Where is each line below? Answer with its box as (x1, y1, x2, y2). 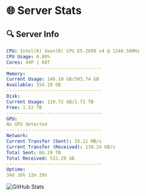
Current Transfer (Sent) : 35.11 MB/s (6, 138, 102, 144)
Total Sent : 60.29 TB (6, 149, 61, 155)
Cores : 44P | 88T (6, 59, 50, 66)
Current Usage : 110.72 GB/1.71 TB (6, 98, 94, 105)
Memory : (6, 70, 26, 76)
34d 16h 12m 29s (6, 172, 47, 178)
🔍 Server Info (6, 29, 60, 39)
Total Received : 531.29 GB (6, 155, 75, 161)
